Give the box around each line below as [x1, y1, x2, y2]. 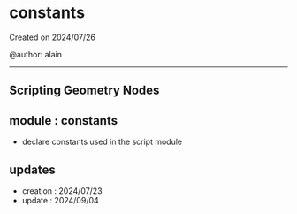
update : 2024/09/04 [21, 195, 99, 205]
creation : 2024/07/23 [21, 185, 103, 196]
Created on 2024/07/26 [9, 32, 95, 42]
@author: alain [9, 49, 62, 59]
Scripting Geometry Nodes [9, 83, 160, 98]
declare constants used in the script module [21, 136, 183, 148]
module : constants [9, 113, 118, 128]
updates [9, 162, 56, 177]
